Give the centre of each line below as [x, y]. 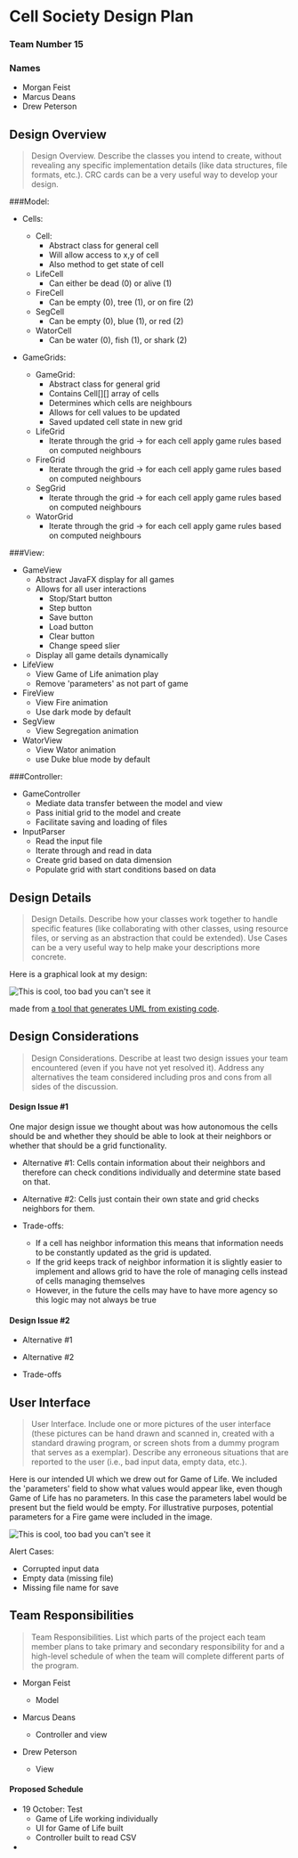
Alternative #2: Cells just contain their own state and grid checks [141, 1199]
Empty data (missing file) [68, 1578]
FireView [38, 693]
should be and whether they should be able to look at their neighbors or [141, 1137]
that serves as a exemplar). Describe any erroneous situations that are [160, 1453]
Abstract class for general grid [105, 384]
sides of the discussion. [74, 1086]
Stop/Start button [81, 599]
